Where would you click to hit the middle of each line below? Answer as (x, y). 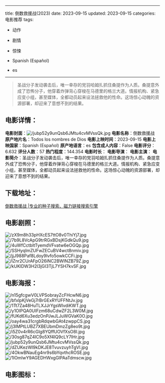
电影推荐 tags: (19, 19)
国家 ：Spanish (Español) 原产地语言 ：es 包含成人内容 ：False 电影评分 (80, 145)
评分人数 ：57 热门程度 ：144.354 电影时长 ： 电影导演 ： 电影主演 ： (85, 151)
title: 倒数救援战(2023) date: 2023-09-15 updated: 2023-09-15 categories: (80, 13)
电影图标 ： (21, 374)
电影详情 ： (21, 120)
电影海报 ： (21, 283)
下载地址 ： (21, 193)
